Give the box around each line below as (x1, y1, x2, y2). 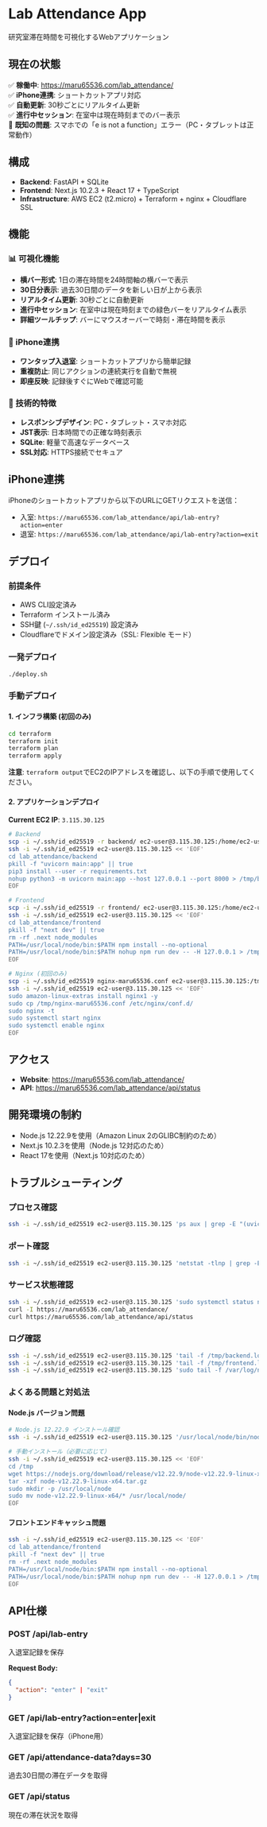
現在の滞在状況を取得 (8, 1810, 78, 1820)
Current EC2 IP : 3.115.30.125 (8, 815, 105, 825)
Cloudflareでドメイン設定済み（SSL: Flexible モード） (19, 629, 196, 640)
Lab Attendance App (8, 5, 147, 23)
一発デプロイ (8, 652, 58, 663)
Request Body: (8, 1663, 58, 1673)
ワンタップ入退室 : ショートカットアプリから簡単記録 (19, 356, 192, 366)
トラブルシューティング (8, 1176, 123, 1190)
